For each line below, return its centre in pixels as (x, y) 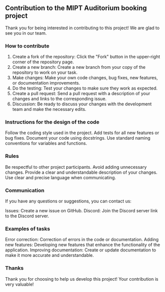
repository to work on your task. (45, 73)
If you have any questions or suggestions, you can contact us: (68, 201)
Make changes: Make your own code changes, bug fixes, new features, (85, 78)
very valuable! (20, 284)
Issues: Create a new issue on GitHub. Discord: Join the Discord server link (82, 211)
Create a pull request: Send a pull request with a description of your (81, 94)
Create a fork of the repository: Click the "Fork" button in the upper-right (86, 57)
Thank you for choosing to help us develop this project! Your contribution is (82, 279)
